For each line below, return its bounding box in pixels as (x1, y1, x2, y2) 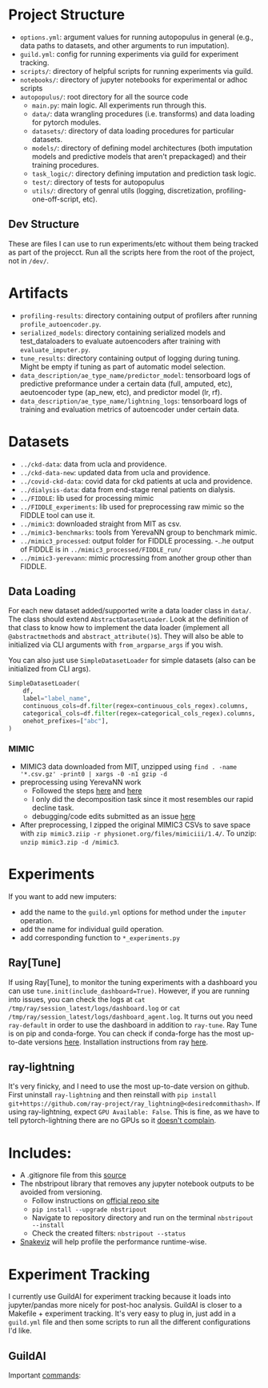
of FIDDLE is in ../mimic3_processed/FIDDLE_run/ (19, 544, 182, 554)
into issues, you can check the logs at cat (8, 994, 146, 1004)
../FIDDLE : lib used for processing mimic (19, 493, 154, 503)
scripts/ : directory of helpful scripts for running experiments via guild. (19, 66, 254, 75)
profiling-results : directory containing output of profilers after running (19, 311, 258, 320)
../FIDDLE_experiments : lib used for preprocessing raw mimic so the (19, 502, 245, 511)
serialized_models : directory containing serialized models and (19, 328, 226, 337)
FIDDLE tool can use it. (19, 510, 95, 519)
